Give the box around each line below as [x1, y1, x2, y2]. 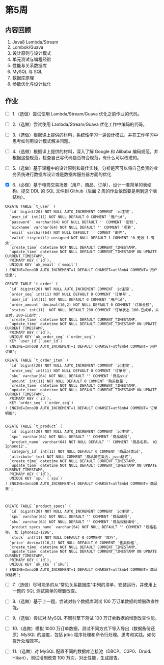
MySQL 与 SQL [12, 69, 43, 74]
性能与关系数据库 [12, 63, 47, 68]
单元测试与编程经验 [12, 56, 52, 62]
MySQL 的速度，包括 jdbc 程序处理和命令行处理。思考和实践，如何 [21, 632, 156, 638]
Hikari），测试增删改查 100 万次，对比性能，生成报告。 [12, 655, 122, 661]
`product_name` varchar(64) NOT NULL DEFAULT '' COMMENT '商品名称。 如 [9, 440, 157, 444]
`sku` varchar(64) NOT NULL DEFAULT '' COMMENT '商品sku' [9, 373, 129, 379]
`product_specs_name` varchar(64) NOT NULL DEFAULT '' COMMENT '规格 [9, 525, 153, 530]
